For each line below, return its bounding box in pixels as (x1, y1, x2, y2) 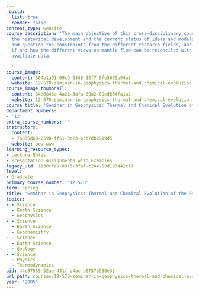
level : (6, 169, 23, 175)
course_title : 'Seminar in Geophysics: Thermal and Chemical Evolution (6, 102, 187, 108)
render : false (11, 20, 46, 26)
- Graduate (6, 174, 33, 180)
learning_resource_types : (6, 146, 70, 152)
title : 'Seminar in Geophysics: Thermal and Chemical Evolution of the (6, 191, 187, 197)
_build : (6, 8, 25, 15)
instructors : (6, 124, 38, 131)
